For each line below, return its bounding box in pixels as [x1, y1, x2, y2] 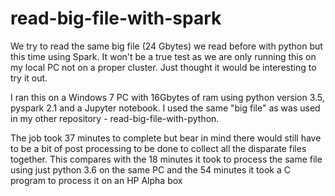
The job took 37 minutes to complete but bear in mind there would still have [10, 132, 322, 144]
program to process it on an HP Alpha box [10, 174, 183, 186]
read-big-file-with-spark [10, 7, 222, 30]
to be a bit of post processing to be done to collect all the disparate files [10, 142, 307, 154]
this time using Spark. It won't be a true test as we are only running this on [10, 50, 317, 62]
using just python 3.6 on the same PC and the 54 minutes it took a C [10, 163, 291, 176]
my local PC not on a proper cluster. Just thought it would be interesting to [10, 61, 317, 73]
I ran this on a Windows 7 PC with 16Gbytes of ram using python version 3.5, [10, 91, 325, 103]
